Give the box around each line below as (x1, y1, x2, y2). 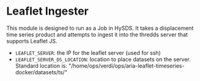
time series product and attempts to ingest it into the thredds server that (6, 30, 188, 38)
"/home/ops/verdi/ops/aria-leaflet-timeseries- (68, 62, 185, 69)
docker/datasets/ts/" (15, 68, 67, 76)
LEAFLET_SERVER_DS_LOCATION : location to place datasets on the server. (15, 55, 191, 63)
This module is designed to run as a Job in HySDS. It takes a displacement (6, 24, 194, 32)
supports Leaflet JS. (6, 37, 57, 44)
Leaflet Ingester (6, 4, 89, 18)
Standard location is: (15, 62, 67, 69)
